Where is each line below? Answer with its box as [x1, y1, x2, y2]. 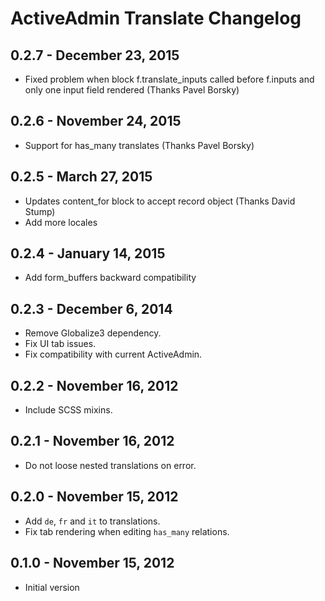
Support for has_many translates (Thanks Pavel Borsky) [24, 139, 255, 151]
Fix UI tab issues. [24, 338, 97, 350]
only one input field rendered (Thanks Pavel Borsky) [24, 84, 240, 96]
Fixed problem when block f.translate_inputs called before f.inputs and [24, 73, 315, 85]
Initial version [24, 581, 80, 593]
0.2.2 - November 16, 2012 [10, 377, 179, 394]
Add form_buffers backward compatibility [24, 272, 197, 284]
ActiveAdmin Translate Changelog [10, 7, 302, 30]
